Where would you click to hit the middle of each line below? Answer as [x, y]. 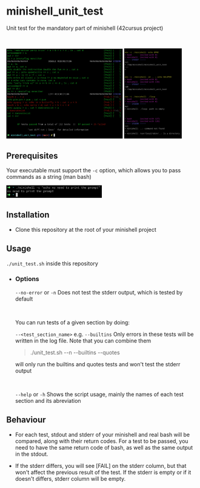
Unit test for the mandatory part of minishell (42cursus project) [85, 28]
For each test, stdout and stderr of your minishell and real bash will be [102, 434]
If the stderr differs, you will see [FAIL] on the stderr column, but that [101, 465]
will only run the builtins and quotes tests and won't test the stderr [98, 364]
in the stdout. [32, 454]
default [24, 299]
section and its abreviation [48, 400]
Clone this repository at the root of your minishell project [85, 229]
